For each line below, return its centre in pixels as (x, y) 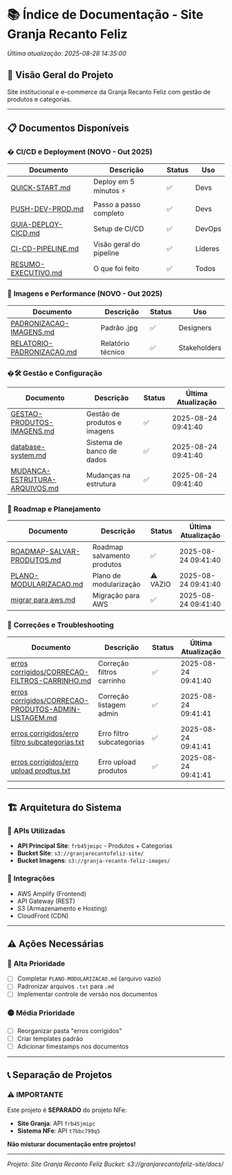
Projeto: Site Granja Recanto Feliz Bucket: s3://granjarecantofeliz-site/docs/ (116, 1164)
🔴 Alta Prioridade (36, 963)
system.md (29, 455)
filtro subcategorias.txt (47, 742)
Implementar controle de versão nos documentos (87, 994)
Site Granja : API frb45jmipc (56, 1123)
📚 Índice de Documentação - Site (105, 15)
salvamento (111, 556)
